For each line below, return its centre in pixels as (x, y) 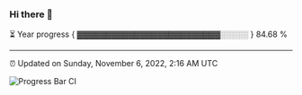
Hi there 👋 (31, 14)
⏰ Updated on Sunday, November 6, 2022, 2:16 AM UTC (114, 64)
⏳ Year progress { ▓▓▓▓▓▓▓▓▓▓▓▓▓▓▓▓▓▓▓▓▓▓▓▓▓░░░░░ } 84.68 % (148, 34)
